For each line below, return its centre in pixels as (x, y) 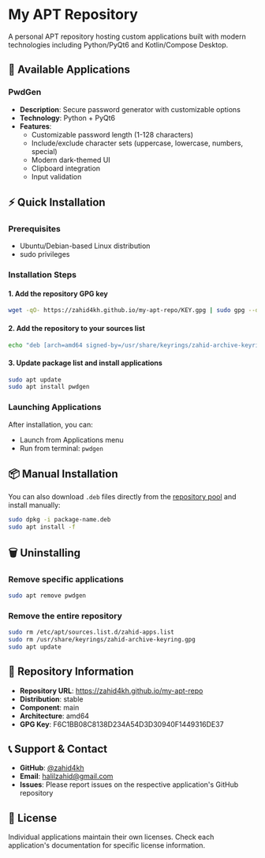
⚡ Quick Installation (57, 203)
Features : (35, 126)
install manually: (34, 505)
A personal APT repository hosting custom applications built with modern (127, 36)
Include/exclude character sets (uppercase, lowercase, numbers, (137, 143)
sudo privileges (45, 254)
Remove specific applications (66, 579)
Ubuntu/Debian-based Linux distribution (85, 246)
